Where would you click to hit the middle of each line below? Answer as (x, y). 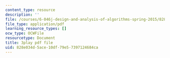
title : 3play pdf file (29, 43)
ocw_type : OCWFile (25, 33)
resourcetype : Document (30, 38)
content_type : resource (30, 10)
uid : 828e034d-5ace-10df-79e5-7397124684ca (52, 47)
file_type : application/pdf (35, 24)
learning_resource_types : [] (36, 29)
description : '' (22, 15)
